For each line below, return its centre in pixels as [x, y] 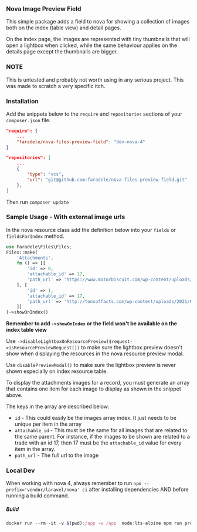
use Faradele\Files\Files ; [39, 247]
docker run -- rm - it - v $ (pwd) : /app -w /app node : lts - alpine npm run [94, 523]
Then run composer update [38, 202]
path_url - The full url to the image [57, 455]
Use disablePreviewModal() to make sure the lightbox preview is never [91, 365]
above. [14, 395]
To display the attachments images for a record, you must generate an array [98, 383]
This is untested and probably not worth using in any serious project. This [95, 80]
